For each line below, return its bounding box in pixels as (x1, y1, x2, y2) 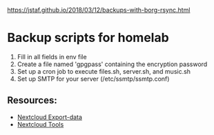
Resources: (7, 94, 57, 106)
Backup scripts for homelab (7, 30, 169, 45)
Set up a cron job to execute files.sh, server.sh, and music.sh (17, 67, 191, 75)
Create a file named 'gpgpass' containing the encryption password (17, 60, 208, 68)
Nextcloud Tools (17, 120, 64, 128)
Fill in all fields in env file (17, 52, 88, 61)
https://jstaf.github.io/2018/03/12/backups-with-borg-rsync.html (7, 6, 191, 14)
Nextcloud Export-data (17, 113, 83, 121)
